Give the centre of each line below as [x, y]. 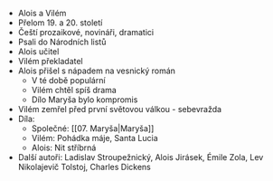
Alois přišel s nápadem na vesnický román [97, 71]
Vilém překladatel [50, 61]
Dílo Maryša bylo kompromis [85, 100]
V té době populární [68, 80]
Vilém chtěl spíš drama [74, 90]
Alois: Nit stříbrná [64, 148]
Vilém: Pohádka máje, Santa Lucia [94, 138]
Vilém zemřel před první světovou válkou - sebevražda [120, 109]
